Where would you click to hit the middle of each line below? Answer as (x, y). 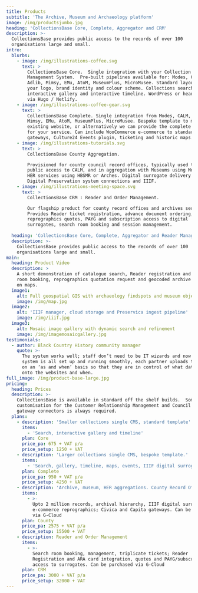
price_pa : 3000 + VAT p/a (53, 575)
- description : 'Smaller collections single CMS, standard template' (104, 422)
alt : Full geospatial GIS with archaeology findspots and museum (99, 296)
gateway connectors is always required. (67, 411)
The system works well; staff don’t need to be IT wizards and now (106, 356)
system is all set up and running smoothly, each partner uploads (105, 362)
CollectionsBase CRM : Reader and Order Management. (93, 197)
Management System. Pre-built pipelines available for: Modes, (108, 77)
